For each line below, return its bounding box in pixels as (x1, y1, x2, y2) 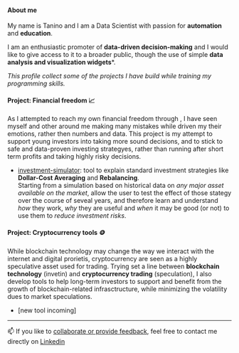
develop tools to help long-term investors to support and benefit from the (7, 277, 222, 285)
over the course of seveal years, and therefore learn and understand (17, 196, 218, 205)
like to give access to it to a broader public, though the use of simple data (7, 51, 223, 59)
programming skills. (7, 79, 65, 88)
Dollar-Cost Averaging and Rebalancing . (17, 174, 140, 182)
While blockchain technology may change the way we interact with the (7, 246, 215, 255)
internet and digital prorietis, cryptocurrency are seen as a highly (7, 254, 198, 263)
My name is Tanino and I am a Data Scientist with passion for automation (7, 21, 223, 30)
